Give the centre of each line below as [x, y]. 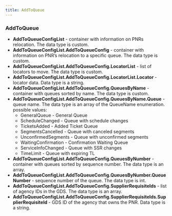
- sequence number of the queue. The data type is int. [89, 180]
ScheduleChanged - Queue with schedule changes [74, 120]
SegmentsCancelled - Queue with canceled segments [77, 132]
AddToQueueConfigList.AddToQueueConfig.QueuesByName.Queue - [89, 99]
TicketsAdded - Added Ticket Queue [59, 126]
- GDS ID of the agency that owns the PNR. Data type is [107, 202]
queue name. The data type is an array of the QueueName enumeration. [89, 104]
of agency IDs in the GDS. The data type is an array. [68, 191]
